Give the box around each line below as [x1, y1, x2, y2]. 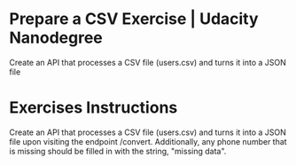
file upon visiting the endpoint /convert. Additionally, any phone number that [9, 136, 287, 146]
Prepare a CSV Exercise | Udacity [9, 9, 259, 29]
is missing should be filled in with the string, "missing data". [9, 145, 227, 156]
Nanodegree [9, 27, 104, 48]
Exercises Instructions [9, 98, 178, 118]
